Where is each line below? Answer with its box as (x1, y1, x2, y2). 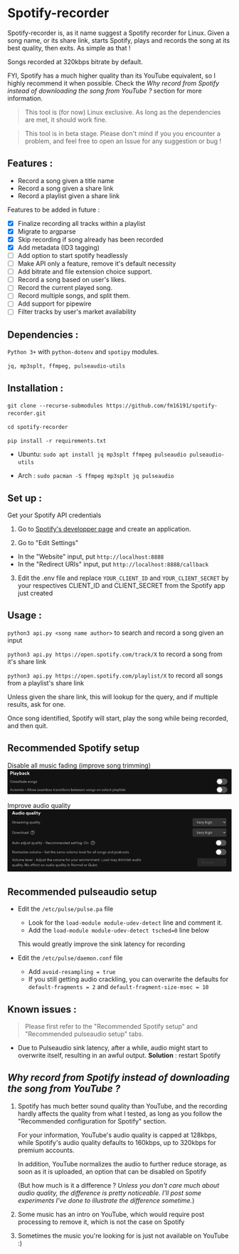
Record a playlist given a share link (17, 191, 119, 200)
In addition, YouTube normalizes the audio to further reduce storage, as (17, 1159, 228, 1168)
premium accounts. (17, 1146, 75, 1154)
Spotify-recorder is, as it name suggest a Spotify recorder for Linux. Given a (7, 28, 230, 37)
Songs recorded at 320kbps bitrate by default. (7, 57, 144, 66)
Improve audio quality (7, 802, 71, 810)
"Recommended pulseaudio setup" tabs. (24, 1030, 144, 1038)
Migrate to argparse (17, 227, 76, 236)
